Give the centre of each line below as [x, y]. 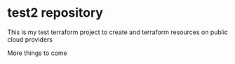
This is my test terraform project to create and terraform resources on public [118, 32]
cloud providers [30, 39]
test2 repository [55, 13]
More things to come [38, 53]
